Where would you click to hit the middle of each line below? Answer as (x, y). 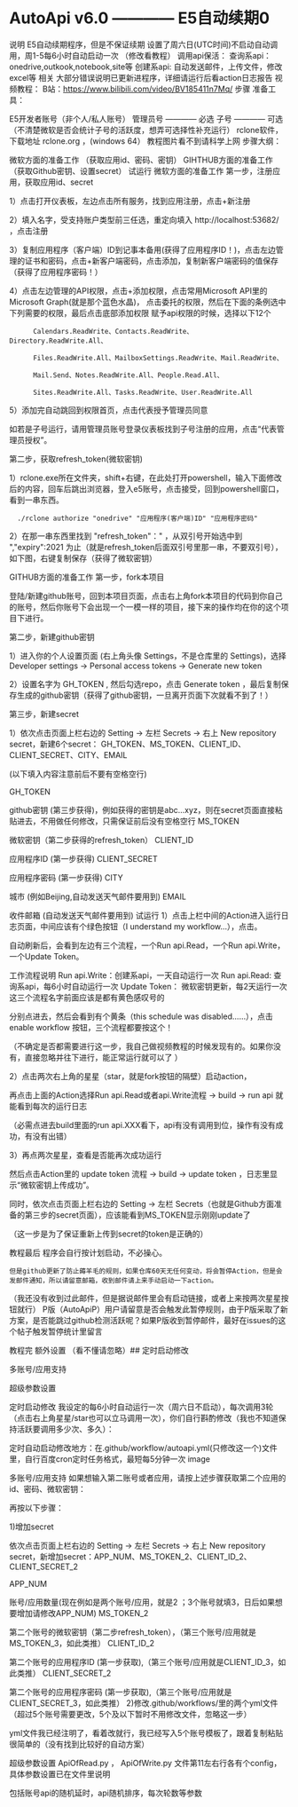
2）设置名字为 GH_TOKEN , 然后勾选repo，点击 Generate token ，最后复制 (145, 683)
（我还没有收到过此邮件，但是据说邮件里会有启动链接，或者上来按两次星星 (145, 1298)
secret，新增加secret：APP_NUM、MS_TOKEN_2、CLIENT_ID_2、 (130, 1556)
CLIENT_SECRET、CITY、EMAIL (68, 754)
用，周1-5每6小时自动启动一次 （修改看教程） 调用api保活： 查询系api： (141, 55)
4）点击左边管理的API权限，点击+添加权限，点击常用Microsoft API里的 (138, 290)
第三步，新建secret (44, 714)
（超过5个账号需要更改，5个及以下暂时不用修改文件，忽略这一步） (130, 1714)
